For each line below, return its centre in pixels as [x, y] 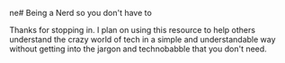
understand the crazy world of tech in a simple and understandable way [142, 39]
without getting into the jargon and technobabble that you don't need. [138, 49]
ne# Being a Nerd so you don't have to [81, 13]
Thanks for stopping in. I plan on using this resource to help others [133, 30]
